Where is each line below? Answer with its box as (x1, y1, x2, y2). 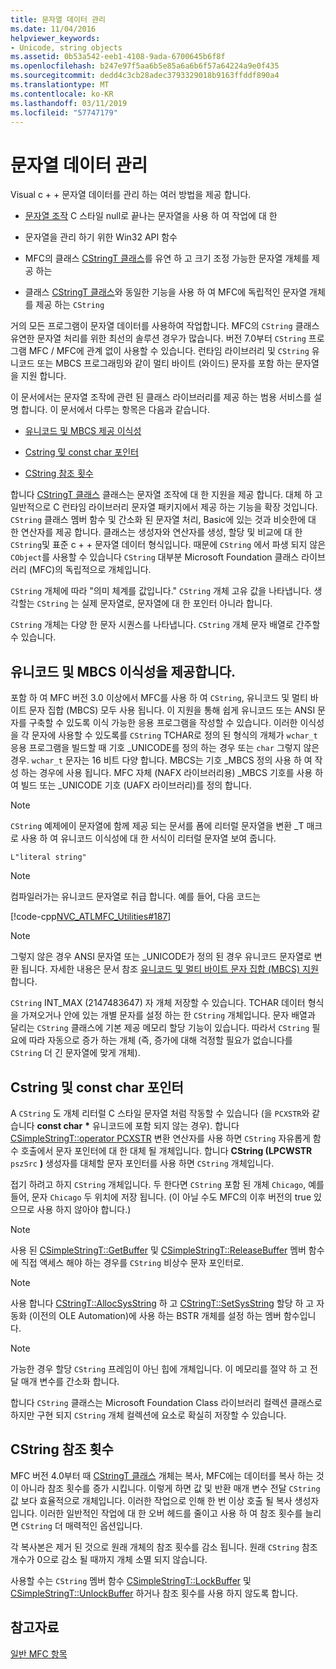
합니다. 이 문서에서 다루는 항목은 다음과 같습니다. (20, 404, 210, 416)
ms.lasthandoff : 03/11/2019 (10, 98, 128, 108)
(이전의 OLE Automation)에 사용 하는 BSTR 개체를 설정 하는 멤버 (28, 1309, 282, 1321)
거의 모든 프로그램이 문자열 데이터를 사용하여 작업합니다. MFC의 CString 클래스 (10, 320, 320, 332)
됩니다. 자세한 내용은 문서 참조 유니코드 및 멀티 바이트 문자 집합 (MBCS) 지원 (20, 963, 319, 975)
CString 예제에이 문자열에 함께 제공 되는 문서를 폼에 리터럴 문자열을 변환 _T (10, 820, 305, 832)
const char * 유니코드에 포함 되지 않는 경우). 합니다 (36, 1119, 240, 1131)
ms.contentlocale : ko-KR (10, 89, 114, 99)
